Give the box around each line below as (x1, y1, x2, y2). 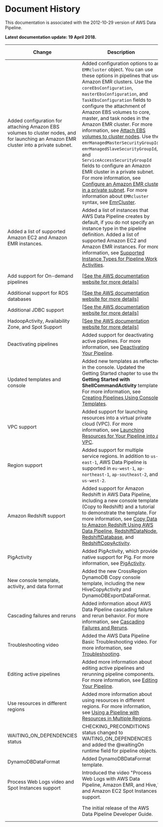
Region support (7, 462, 43, 469)
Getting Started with (81, 376, 130, 383)
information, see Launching (81, 426, 145, 433)
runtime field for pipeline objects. (81, 747, 158, 754)
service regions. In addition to (81, 452, 149, 459)
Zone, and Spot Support (7, 323, 62, 330)
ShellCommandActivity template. (81, 382, 159, 389)
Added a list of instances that (81, 207, 149, 213)
